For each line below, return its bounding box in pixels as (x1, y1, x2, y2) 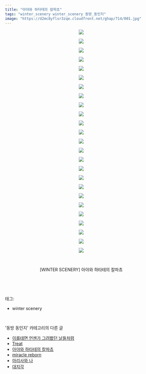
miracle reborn (12, 352, 42, 358)
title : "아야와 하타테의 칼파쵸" (5, 7, 62, 12)
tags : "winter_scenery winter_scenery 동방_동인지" (5, 12, 106, 16)
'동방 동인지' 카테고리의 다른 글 (5, 325, 63, 331)
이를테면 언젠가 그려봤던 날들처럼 (12, 335, 74, 341)
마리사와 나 (12, 358, 33, 364)
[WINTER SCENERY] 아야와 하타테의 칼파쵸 (39, 267, 123, 273)
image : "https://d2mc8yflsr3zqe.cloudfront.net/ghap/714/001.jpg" (5, 16, 142, 21)
